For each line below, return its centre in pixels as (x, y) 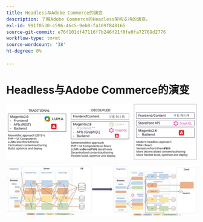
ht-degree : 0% (24, 51)
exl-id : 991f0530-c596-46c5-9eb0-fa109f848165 (66, 25)
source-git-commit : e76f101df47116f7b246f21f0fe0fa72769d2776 (86, 32)
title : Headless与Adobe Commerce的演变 (55, 13)
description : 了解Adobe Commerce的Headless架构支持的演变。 (79, 19)
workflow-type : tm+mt (34, 38)
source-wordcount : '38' (36, 45)
